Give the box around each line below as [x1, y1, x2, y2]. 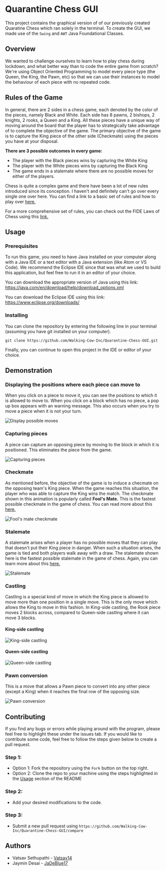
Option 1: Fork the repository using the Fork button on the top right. [12, 765, 149, 771]
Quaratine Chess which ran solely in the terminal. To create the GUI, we [5, 25, 151, 31]
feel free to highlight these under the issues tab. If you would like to [5, 731, 142, 737]
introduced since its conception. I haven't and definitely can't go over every [5, 188, 159, 194]
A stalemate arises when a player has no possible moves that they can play [5, 539, 158, 546]
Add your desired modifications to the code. [12, 799, 102, 805]
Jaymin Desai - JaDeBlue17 [12, 860, 68, 866]
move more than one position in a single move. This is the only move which [5, 599, 158, 605]
